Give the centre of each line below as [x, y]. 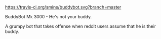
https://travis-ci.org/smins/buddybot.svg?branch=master [63, 7]
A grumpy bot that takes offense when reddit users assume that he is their [80, 26]
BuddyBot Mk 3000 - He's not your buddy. [49, 17]
